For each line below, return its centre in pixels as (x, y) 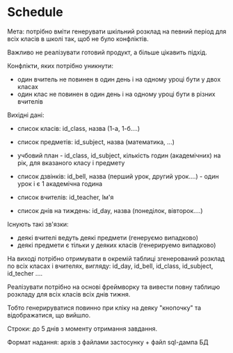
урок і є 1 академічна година (60, 183)
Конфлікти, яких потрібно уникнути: (60, 65)
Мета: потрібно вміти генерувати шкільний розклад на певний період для (117, 31)
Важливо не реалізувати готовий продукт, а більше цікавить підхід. (107, 52)
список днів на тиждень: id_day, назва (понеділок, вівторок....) (110, 210)
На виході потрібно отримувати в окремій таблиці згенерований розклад (116, 258)
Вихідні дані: (26, 115)
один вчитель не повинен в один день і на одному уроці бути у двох (119, 79)
